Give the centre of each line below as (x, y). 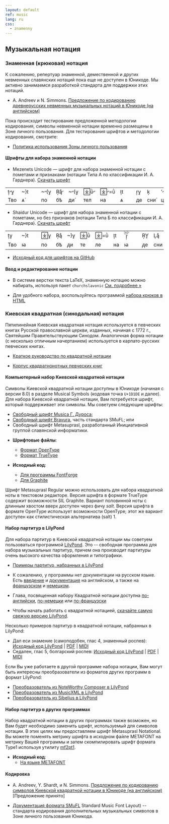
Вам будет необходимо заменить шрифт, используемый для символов (81, 726)
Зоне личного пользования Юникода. (53, 816)
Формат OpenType (40, 450)
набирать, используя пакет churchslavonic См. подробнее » (77, 286)
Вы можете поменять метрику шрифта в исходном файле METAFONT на (83, 737)
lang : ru (14, 19)
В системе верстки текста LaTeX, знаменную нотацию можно (79, 280)
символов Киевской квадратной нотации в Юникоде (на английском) (87, 790)
